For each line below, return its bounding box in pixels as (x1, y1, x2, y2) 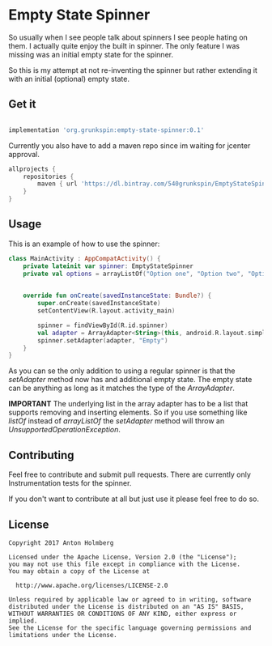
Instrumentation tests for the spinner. (8, 478, 132, 488)
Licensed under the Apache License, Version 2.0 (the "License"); (8, 553, 237, 561)
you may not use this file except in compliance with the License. (8, 560, 241, 568)
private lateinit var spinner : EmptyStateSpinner (23, 261, 194, 270)
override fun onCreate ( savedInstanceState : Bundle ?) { (23, 291, 212, 300)
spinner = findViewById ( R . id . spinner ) (37, 321, 168, 329)
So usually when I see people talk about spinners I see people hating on (8, 32, 249, 42)
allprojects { (8, 164, 57, 173)
